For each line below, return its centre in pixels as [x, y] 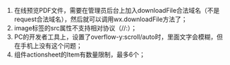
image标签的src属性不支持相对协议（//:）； [75, 28]
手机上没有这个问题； [51, 46]
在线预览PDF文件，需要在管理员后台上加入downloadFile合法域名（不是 [117, 10]
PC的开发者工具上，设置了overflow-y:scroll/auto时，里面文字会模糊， [115, 37]
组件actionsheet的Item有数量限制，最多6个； [80, 54]
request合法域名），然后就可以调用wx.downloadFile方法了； [101, 19]
